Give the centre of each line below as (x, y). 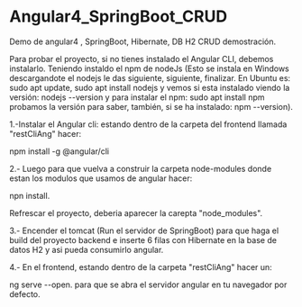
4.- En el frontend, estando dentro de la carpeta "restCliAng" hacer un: (141, 266)
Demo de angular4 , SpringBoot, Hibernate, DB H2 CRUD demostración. (143, 41)
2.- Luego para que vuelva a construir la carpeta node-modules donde (141, 168)
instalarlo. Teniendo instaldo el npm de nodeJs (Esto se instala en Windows (150, 68)
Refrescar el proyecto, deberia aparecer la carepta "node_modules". (136, 212)
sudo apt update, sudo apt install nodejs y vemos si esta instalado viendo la (150, 87)
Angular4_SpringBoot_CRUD (119, 17)
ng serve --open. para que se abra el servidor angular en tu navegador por (148, 284)
